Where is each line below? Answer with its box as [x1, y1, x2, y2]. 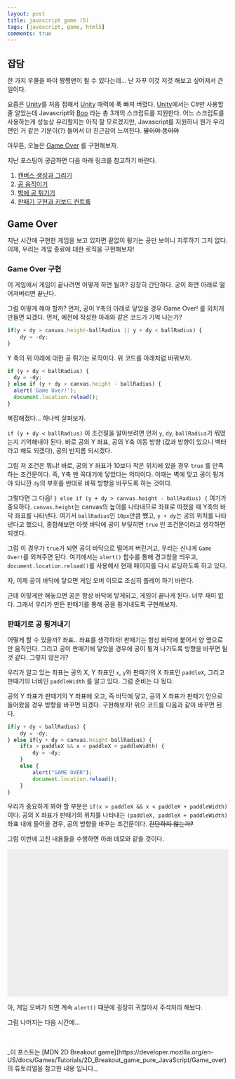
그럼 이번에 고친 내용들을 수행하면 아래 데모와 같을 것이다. [7, 835, 165, 843]
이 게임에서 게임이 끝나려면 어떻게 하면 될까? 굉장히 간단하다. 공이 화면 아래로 [7, 280, 218, 289]
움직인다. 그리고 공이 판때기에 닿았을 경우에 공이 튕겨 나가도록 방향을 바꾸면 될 [14, 644, 228, 653]
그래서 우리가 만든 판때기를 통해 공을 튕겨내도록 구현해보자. [16, 600, 177, 608]
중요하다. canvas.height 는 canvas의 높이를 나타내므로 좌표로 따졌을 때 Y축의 [7, 502, 219, 511]
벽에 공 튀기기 [17, 188, 55, 197]
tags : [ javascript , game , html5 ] [7, 23, 105, 30]
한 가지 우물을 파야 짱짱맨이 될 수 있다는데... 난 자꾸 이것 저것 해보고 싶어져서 [7, 76, 216, 84]
